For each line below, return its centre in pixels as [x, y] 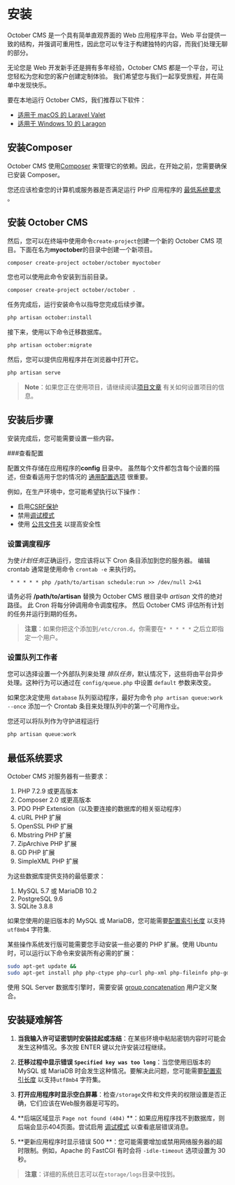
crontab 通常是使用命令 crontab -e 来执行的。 [73, 569]
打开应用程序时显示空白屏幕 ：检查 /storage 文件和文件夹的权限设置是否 [119, 1094]
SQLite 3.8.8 [35, 906]
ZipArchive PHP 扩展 [47, 844]
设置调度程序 [29, 543]
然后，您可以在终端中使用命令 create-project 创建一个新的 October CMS [111, 241]
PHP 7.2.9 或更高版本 [48, 791]
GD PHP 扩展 [36, 852]
